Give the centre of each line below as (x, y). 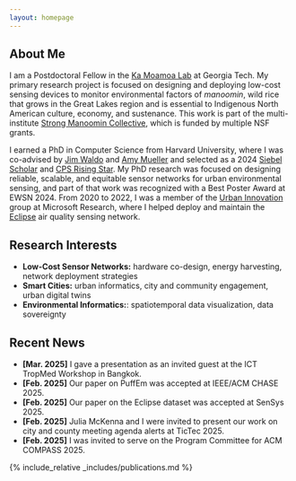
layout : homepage (42, 17)
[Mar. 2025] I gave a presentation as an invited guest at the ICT (140, 364)
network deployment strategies (80, 276)
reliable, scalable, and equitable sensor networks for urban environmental (146, 179)
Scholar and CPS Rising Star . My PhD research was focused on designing (145, 169)
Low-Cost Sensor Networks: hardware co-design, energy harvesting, (152, 267)
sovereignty (44, 314)
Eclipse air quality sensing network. (75, 217)
